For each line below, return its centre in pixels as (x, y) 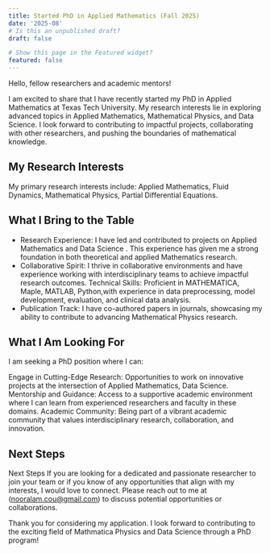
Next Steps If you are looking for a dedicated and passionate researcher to (132, 473)
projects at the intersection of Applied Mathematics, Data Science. (118, 386)
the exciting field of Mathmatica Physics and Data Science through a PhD (130, 532)
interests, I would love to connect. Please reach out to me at (108, 491)
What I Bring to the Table (71, 220)
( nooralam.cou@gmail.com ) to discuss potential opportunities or (115, 499)
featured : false (35, 60)
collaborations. (33, 508)
